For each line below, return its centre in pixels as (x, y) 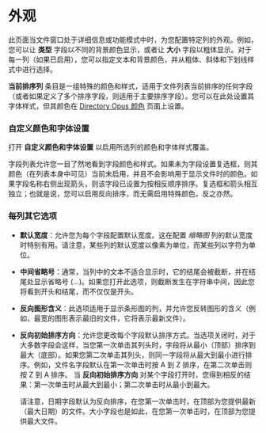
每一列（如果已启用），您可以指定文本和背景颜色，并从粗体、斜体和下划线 (128, 59)
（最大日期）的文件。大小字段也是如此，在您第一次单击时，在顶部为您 (134, 411)
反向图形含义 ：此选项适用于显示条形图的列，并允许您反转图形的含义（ (134, 308)
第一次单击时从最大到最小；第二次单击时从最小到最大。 (124, 384)
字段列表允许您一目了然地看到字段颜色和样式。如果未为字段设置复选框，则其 (133, 164)
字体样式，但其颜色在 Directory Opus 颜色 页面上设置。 (98, 106)
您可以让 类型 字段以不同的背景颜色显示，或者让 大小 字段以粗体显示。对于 (130, 49)
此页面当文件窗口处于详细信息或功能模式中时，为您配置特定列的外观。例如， (133, 40)
